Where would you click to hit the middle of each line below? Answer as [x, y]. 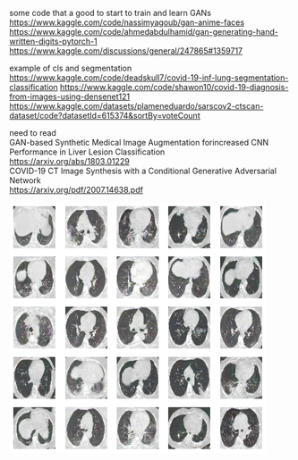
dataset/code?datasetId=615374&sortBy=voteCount [105, 116]
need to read [33, 133]
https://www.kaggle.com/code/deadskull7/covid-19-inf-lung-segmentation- [149, 78]
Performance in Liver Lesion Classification [87, 152]
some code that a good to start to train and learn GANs [111, 13]
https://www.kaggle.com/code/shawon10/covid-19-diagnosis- [174, 87]
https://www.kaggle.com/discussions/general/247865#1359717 [126, 51]
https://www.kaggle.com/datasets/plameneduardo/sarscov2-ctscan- [136, 106]
